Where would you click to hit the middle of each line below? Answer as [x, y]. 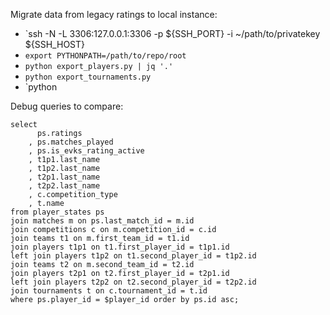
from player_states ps [57, 212]
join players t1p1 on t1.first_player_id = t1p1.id [120, 247]
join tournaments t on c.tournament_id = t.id [109, 291]
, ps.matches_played [71, 142]
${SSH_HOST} [55, 44]
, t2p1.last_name [64, 177]
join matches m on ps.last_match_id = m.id [102, 221]
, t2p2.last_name [64, 186]
